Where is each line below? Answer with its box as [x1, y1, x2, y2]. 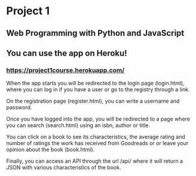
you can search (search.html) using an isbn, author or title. [6, 122, 151, 129]
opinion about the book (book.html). [6, 146, 95, 153]
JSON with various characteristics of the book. [6, 164, 121, 171]
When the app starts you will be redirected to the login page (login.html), [6, 79, 185, 87]
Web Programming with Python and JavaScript [6, 28, 185, 38]
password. [6, 104, 32, 111]
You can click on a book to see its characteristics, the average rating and [6, 133, 185, 141]
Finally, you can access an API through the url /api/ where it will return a [6, 158, 183, 165]
